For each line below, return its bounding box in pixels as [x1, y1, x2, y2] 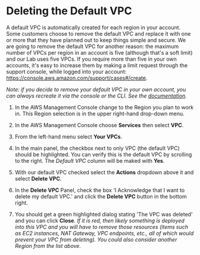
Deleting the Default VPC [6, 4, 132, 18]
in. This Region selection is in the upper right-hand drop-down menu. [14, 110, 185, 117]
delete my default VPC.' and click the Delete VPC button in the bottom [14, 193, 187, 200]
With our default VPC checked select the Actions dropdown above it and [14, 168, 194, 176]
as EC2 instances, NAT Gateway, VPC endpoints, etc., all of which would [14, 229, 194, 237]
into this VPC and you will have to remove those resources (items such [14, 223, 189, 230]
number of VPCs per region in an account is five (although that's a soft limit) [6, 49, 193, 56]
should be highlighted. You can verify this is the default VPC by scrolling [14, 150, 192, 158]
